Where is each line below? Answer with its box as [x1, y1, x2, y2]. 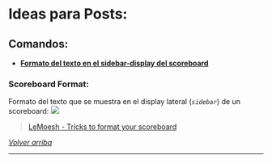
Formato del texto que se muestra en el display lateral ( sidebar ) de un [8, 97, 241, 107]
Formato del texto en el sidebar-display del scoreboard [19, 58, 209, 68]
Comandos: [8, 37, 69, 51]
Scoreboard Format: [8, 78, 89, 90]
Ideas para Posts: [8, 5, 128, 23]
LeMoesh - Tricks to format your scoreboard [28, 122, 177, 132]
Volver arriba [8, 138, 53, 148]
